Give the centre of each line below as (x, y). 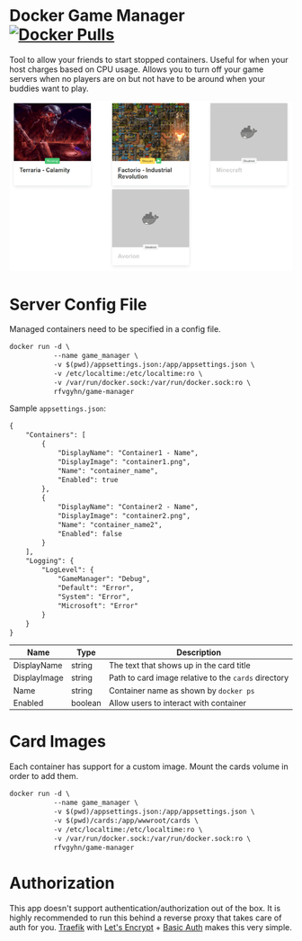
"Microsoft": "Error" (98, 606)
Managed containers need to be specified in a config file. (115, 329)
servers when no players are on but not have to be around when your (138, 78)
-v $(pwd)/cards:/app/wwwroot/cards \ (126, 821)
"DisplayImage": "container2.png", (124, 516)
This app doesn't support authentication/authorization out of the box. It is (145, 909)
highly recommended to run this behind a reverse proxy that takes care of (146, 918)
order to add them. (44, 776)
